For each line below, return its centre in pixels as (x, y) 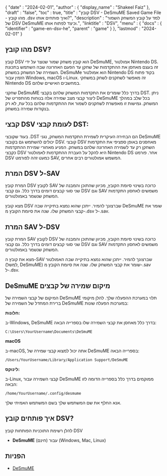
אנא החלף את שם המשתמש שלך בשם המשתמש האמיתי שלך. (63, 403)
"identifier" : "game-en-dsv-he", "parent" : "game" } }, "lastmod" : (73, 29)
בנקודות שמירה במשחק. (28, 108)
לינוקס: (12, 369)
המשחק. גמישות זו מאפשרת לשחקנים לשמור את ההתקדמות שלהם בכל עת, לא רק (82, 103)
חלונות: (13, 313)
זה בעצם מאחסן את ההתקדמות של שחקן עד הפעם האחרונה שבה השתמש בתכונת (82, 67)
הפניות (15, 456)
